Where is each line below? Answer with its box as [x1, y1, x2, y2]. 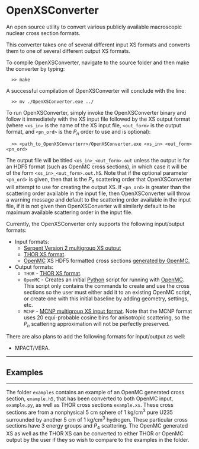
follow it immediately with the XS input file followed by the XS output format [6, 115, 191, 123]
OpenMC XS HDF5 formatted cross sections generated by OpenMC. [23, 257, 190, 264]
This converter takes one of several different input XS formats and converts [6, 41, 191, 48]
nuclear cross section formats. [6, 29, 81, 36]
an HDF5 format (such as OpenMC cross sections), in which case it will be [6, 163, 188, 170]
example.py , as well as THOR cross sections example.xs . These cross [6, 401, 174, 409]
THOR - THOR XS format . [23, 269, 82, 277]
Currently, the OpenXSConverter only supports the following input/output [6, 220, 185, 227]
